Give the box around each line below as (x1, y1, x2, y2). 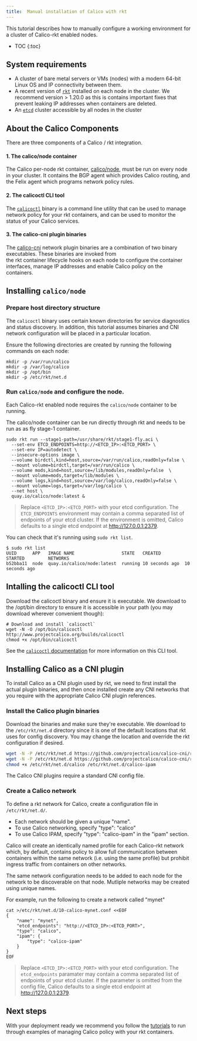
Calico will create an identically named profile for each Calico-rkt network (6, 842, 184, 849)
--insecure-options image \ (11, 452, 80, 458)
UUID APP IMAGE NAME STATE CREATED (6, 550, 161, 556)
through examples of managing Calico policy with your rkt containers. (6, 1028, 174, 1035)
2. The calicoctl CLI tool (6, 192, 64, 199)
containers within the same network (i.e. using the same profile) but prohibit (6, 854, 189, 861)
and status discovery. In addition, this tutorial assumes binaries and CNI (6, 323, 179, 331)
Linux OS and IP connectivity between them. (14, 81, 122, 88)
